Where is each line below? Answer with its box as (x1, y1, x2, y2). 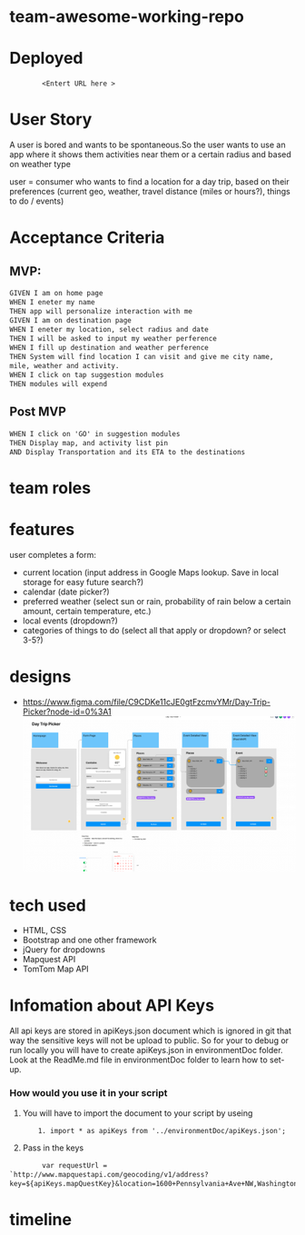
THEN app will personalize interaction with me (9, 307, 193, 316)
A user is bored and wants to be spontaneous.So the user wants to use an (9, 139, 286, 151)
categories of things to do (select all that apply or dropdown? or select (22, 625, 287, 635)
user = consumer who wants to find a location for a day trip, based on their (9, 176, 290, 187)
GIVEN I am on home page (9, 289, 103, 298)
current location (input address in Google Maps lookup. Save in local (22, 567, 280, 578)
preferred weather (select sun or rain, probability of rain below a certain (22, 596, 291, 606)
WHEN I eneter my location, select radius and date (9, 325, 209, 334)
